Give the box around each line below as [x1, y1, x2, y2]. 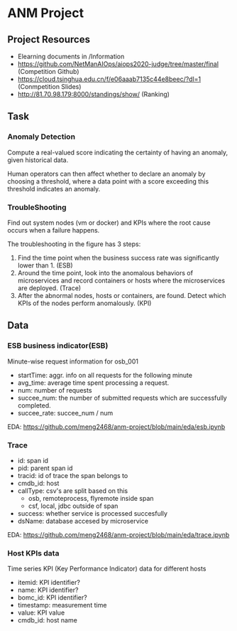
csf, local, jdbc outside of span [28, 502, 118, 510]
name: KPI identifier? [17, 585, 79, 595]
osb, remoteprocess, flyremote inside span [28, 494, 154, 502]
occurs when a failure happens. [7, 226, 100, 234]
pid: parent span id [17, 464, 73, 472]
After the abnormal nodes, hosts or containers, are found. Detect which [17, 291, 226, 299]
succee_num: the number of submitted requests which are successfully [17, 393, 227, 402]
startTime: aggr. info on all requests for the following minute [17, 371, 193, 379]
